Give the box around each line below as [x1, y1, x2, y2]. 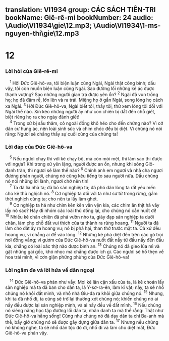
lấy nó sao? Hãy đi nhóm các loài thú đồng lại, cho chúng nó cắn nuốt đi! [5, 207, 156, 214]
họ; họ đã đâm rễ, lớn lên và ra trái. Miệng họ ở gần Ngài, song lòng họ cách [5, 97, 163, 103]
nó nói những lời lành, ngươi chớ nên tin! [5, 178, 89, 184]
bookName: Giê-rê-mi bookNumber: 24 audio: [5, 14, 153, 22]
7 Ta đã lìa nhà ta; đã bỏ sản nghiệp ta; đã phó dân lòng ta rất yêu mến [10, 184, 156, 190]
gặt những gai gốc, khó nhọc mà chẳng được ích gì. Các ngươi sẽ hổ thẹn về [5, 248, 164, 254]
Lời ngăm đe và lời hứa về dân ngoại [5, 267, 95, 274]
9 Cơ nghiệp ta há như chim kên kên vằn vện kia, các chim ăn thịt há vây [10, 201, 160, 208]
